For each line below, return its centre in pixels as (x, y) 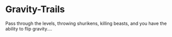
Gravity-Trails (35, 9)
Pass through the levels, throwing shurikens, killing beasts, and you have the (86, 23)
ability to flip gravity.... (29, 28)
